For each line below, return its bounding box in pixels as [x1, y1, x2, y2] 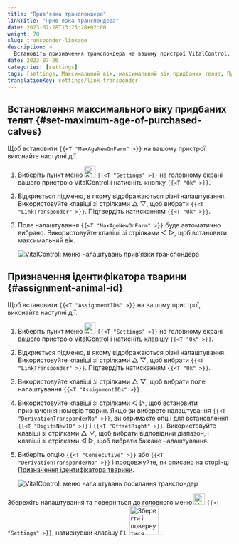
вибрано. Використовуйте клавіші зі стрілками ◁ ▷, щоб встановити [17, 229, 228, 237]
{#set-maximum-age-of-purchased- [35, 114, 202, 126]
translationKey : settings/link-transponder [7, 76, 139, 84]
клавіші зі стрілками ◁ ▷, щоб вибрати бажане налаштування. [17, 436, 209, 445]
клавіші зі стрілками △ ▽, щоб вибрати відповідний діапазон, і [17, 429, 210, 437]
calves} [7, 125, 42, 138]
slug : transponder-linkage [7, 37, 87, 44]
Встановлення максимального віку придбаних [7, 103, 227, 115]
